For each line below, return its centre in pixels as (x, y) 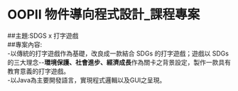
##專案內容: (25, 44)
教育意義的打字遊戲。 (38, 71)
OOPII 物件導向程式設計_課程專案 (104, 15)
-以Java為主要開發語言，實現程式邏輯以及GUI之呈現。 (87, 80)
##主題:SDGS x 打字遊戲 (43, 36)
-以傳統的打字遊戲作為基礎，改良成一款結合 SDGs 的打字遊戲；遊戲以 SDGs (118, 53)
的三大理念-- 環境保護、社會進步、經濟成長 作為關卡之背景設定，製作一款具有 (119, 62)
